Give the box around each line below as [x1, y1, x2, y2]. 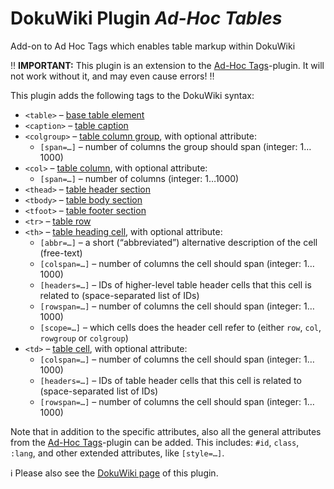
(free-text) [39, 247, 83, 259]
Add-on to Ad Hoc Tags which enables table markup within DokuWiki [10, 40, 296, 52]
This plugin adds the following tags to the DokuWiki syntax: [10, 89, 255, 101]
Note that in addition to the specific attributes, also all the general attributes [10, 425, 322, 437]
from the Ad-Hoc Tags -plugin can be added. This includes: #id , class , [10, 436, 300, 448]
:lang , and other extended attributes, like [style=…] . [10, 447, 225, 459]
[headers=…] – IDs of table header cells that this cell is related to [39, 374, 302, 386]
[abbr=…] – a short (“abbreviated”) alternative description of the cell [39, 236, 318, 248]
